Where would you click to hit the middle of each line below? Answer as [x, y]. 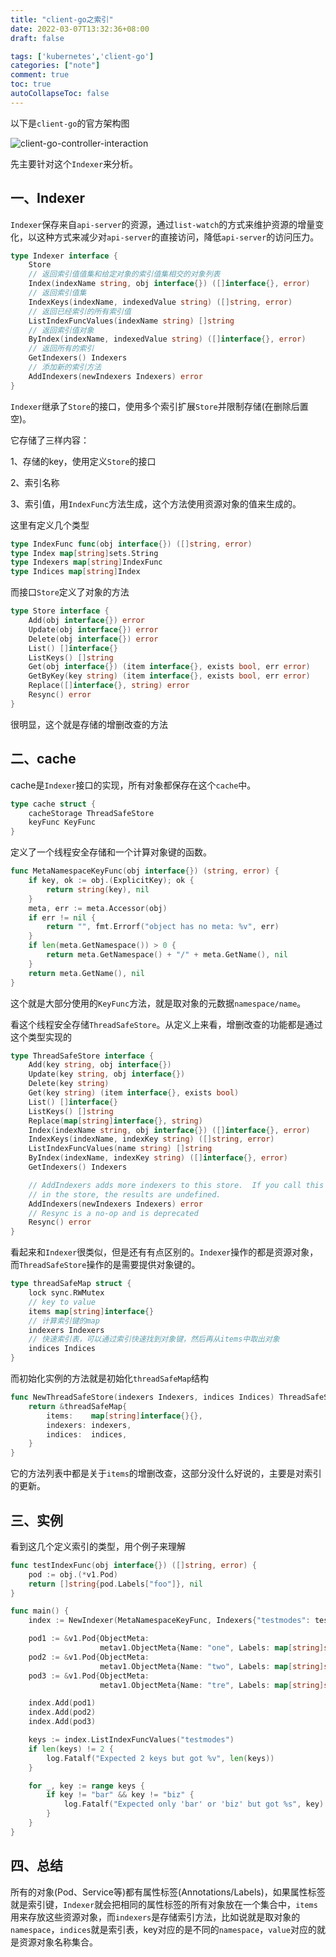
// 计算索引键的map [64, 1321]
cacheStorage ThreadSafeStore [91, 813]
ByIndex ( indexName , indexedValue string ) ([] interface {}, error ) [167, 339]
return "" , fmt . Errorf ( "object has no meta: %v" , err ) [163, 927]
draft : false [37, 38]
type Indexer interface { [64, 256]
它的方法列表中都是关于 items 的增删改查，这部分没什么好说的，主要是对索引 [166, 1473]
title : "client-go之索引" [62, 19]
